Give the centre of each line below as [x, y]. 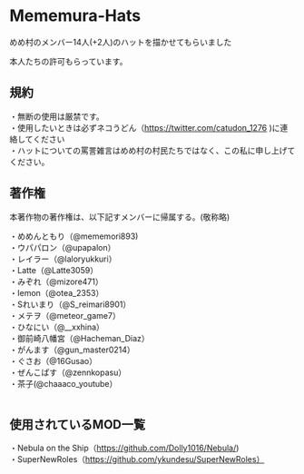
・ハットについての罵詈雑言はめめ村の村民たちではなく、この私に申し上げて [152, 150]
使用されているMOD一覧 [78, 425]
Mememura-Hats [75, 16]
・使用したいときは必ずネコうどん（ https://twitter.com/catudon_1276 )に [145, 127]
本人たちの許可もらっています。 [69, 61]
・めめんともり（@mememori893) [74, 236]
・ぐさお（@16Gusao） [54, 360]
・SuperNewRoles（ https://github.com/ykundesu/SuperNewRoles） [137, 459]
